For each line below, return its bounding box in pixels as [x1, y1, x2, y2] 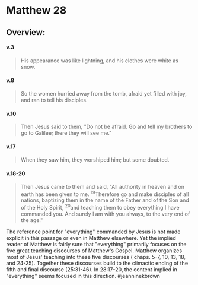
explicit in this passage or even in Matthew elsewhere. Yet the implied [6, 234, 176, 241]
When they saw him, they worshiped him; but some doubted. [20, 156, 170, 163]
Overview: [6, 27, 46, 37]
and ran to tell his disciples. [20, 96, 88, 103]
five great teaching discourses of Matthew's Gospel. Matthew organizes [6, 247, 183, 254]
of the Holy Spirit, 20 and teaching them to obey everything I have [20, 203, 180, 211]
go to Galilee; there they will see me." [20, 129, 112, 137]
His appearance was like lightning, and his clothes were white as [20, 57, 179, 64]
